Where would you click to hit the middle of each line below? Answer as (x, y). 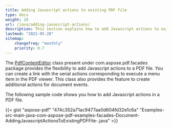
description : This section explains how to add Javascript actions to (82, 29)
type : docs (17, 15)
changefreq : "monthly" (39, 44)
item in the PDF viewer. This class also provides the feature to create (78, 79)
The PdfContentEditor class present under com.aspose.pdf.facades (77, 62)
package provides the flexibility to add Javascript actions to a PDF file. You (84, 68)
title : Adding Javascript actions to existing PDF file (66, 10)
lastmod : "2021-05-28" (29, 34)
